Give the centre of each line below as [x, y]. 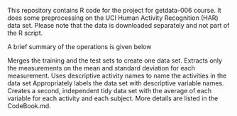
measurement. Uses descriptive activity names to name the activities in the [117, 75]
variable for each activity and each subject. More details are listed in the [113, 98]
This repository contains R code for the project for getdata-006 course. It [114, 10]
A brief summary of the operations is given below [79, 47]
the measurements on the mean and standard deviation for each [101, 68]
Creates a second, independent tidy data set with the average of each [109, 91]
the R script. [25, 33]
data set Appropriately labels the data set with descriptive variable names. [116, 83]
